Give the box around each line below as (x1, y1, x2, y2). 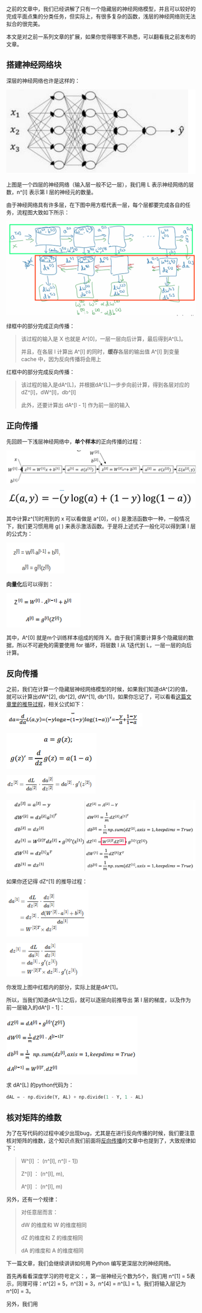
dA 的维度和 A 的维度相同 (20, 1247, 84, 1254)
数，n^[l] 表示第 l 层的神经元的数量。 (6, 188, 97, 196)
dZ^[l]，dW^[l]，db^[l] (20, 388, 76, 396)
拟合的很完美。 (6, 20, 43, 27)
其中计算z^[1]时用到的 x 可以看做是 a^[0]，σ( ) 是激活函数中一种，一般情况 (6, 515, 191, 523)
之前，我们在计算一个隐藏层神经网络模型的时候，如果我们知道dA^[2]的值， (6, 686, 191, 693)
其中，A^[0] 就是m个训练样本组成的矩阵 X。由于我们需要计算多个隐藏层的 (6, 634, 188, 641)
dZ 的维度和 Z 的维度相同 (20, 1234, 83, 1241)
